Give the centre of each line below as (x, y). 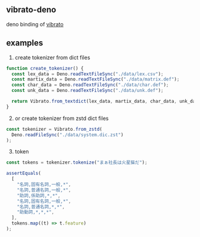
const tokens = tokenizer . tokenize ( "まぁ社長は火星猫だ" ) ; (77, 163)
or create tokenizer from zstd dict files (62, 118)
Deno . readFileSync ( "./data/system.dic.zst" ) (68, 135)
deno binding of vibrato (35, 24)
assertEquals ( (24, 173)
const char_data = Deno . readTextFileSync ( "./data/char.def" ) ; (90, 85)
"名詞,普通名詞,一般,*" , (44, 190)
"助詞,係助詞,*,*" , (39, 196)
